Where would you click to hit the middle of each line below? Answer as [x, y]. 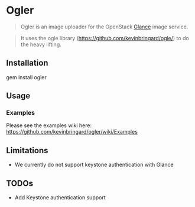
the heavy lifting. [41, 44]
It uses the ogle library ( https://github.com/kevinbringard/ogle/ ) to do [105, 38]
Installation [27, 63]
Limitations [27, 151]
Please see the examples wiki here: [49, 125]
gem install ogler [27, 77]
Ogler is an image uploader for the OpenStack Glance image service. [104, 27]
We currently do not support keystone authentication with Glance [94, 165]
